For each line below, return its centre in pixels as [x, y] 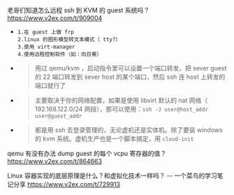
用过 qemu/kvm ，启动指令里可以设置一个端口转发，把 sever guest [131, 68]
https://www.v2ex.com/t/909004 [55, 18]
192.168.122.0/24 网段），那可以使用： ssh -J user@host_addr [121, 109]
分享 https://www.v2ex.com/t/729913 [67, 184]
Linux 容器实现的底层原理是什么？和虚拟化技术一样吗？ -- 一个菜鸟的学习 [112, 175]
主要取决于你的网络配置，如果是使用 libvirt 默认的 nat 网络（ [121, 100]
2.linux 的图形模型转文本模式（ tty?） [69, 40]
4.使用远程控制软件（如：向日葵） [60, 54]
